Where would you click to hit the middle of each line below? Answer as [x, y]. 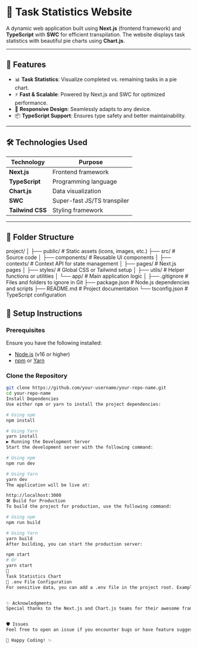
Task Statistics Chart [34, 576]
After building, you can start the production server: [74, 544]
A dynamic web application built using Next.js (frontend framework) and [94, 28]
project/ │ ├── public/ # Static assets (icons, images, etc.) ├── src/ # [91, 251]
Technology [28, 162]
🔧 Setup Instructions [44, 313]
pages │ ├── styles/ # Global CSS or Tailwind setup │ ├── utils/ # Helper [95, 270]
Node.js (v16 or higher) [42, 354]
